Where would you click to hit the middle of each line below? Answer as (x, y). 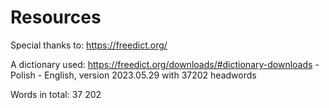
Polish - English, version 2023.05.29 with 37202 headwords (133, 75)
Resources (56, 17)
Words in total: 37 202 (56, 94)
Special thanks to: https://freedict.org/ (89, 45)
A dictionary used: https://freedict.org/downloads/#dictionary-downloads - (165, 64)
